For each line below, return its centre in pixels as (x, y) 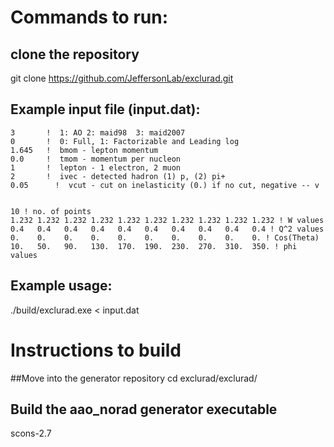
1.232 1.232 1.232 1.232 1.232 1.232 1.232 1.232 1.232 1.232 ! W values (167, 220)
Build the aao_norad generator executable (144, 409)
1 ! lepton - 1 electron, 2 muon (96, 167)
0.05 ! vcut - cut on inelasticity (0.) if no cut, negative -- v (165, 185)
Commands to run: (89, 17)
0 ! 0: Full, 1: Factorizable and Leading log (125, 141)
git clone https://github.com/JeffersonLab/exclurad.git (122, 78)
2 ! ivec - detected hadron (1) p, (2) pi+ (118, 176)
